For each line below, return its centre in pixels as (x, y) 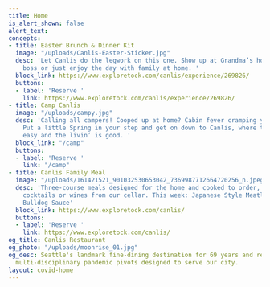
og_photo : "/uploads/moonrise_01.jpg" (73, 248)
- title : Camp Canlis (45, 105)
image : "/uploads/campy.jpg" (64, 113)
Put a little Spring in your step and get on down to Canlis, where (140, 128)
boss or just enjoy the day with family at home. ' (111, 68)
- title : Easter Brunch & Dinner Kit (72, 46)
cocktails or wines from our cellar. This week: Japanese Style (133, 195)
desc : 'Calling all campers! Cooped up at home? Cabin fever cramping (136, 121)
